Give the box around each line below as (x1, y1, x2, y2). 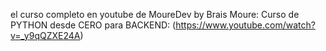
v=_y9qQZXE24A (10, 30, 81, 41)
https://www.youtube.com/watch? (175, 19, 316, 31)
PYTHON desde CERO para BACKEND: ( (10, 19, 177, 31)
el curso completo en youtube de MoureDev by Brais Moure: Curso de (10, 9, 300, 20)
